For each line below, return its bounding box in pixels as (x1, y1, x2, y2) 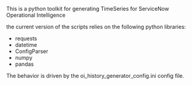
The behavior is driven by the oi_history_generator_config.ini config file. (6, 72, 184, 79)
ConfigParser (14, 48, 48, 55)
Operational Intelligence (6, 11, 66, 19)
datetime (14, 42, 37, 48)
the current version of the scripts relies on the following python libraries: (6, 24, 186, 30)
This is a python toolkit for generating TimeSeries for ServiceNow (6, 5, 169, 12)
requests (14, 35, 37, 42)
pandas (14, 60, 34, 68)
